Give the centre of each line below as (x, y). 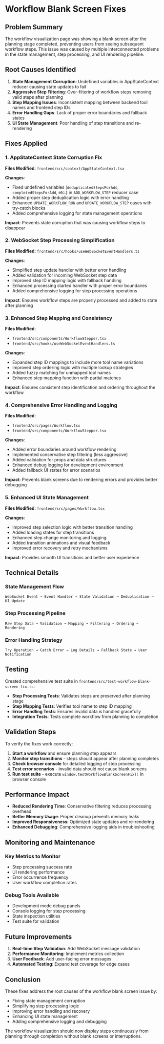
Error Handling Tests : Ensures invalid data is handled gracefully (76, 711)
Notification (18, 654)
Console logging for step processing (49, 911)
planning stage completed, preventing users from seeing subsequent (74, 44)
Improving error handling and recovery (51, 1011)
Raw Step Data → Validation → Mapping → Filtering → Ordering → (72, 623)
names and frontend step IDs (41, 107)
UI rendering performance (38, 872)
